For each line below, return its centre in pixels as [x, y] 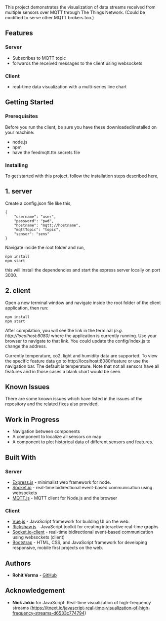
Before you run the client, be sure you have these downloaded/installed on [81, 127]
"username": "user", [35, 217]
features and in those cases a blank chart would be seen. [63, 371]
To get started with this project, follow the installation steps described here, [82, 176]
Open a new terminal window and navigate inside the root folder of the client [83, 303]
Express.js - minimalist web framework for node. [62, 482]
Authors [18, 563]
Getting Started [29, 102]
